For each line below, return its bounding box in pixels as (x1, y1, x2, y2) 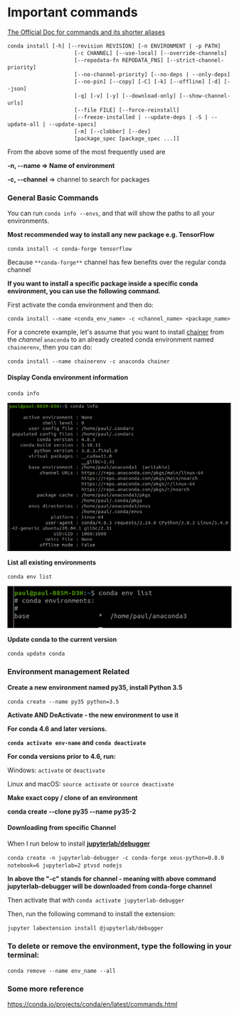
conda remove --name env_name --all (7, 967, 116, 975)
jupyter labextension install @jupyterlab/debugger (7, 925, 164, 932)
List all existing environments (7, 558, 97, 567)
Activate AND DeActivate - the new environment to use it (7, 710, 179, 719)
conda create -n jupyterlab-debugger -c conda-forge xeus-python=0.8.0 (7, 854, 224, 861)
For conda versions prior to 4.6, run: (7, 752, 116, 760)
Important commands (7, 4, 138, 21)
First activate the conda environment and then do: (7, 300, 154, 310)
